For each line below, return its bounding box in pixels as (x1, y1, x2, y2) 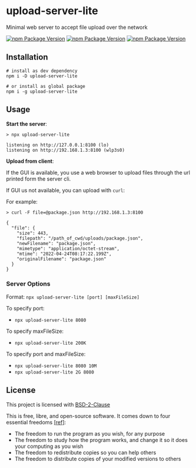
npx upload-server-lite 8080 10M (14, 363, 97, 369)
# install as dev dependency (6, 68, 78, 74)
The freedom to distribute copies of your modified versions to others (14, 455, 181, 462)
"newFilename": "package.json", (16, 240, 96, 246)
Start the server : (6, 120, 47, 127)
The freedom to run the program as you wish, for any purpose (14, 430, 165, 437)
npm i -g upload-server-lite (6, 89, 78, 94)
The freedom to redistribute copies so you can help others (14, 449, 157, 456)
